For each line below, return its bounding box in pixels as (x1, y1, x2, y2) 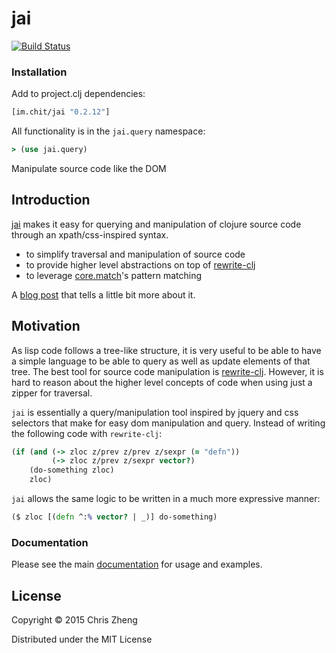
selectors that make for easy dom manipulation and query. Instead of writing (11, 417, 326, 429)
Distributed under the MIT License (11, 633, 153, 646)
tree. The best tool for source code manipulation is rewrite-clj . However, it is (11, 365, 324, 377)
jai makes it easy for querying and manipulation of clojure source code (11, 218, 302, 230)
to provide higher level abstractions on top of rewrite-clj (25, 258, 256, 271)
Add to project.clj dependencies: (11, 88, 146, 100)
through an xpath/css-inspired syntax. (11, 228, 169, 241)
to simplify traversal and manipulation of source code (25, 248, 246, 260)
